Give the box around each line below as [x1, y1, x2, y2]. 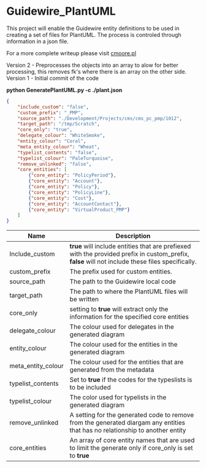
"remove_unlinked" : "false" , [17, 161, 92, 167]
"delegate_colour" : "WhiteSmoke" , [17, 132, 105, 139]
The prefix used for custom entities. [69, 267, 173, 276]
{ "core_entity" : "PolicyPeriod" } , [28, 172, 116, 178]
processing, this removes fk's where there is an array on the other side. [6, 67, 187, 75]
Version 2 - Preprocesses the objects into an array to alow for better [6, 61, 179, 69]
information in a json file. [6, 37, 69, 45]
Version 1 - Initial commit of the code [6, 74, 99, 82]
